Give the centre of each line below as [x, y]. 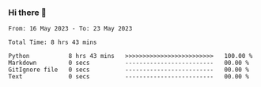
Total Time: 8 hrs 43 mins [53, 42]
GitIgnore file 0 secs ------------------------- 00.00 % [129, 70]
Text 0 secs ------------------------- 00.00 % [129, 77]
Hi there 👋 [28, 13]
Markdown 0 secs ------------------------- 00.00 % [129, 63]
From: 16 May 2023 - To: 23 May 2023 [70, 29]
